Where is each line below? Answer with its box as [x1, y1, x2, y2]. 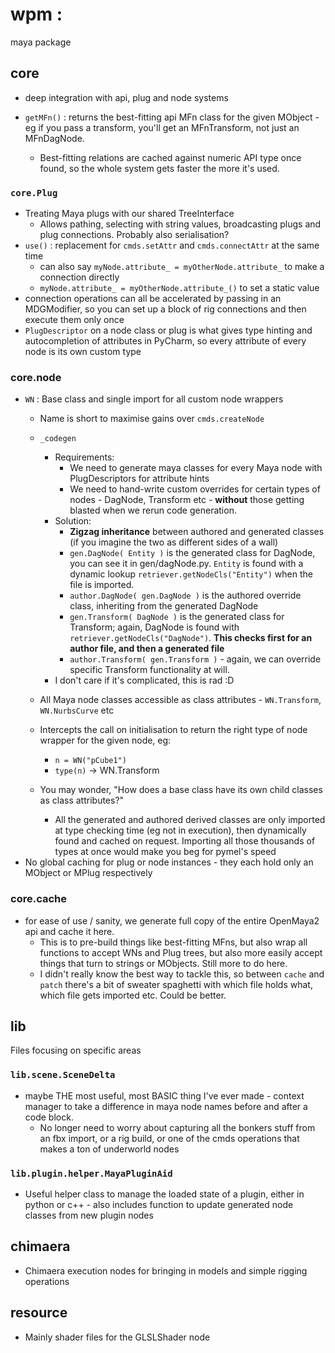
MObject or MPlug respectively [24, 867, 153, 879]
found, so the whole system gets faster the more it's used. [39, 162, 280, 174]
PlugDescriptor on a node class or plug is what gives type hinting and [24, 324, 313, 337]
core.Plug [10, 187, 58, 198]
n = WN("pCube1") [54, 756, 127, 766]
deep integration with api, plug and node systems [24, 91, 229, 103]
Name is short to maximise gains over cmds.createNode [39, 413, 265, 425]
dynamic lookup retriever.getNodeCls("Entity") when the [69, 568, 313, 580]
